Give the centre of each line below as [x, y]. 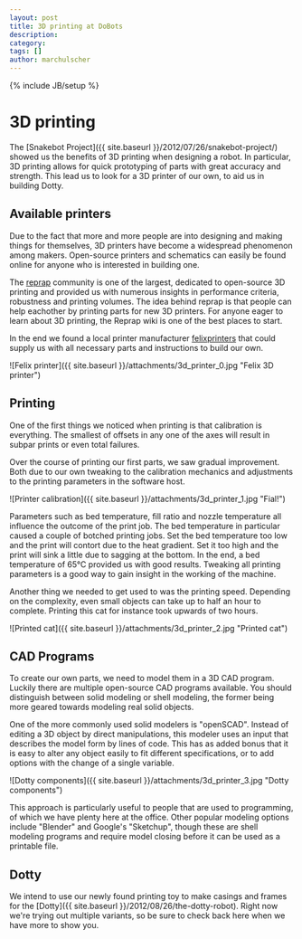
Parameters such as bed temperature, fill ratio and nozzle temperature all [146, 516]
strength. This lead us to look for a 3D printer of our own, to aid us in [137, 175]
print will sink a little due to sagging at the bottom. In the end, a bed [135, 555]
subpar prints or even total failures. [75, 444]
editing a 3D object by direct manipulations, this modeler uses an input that [149, 735]
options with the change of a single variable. [92, 763]
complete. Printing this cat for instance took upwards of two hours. [134, 611]
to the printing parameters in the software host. [97, 481]
